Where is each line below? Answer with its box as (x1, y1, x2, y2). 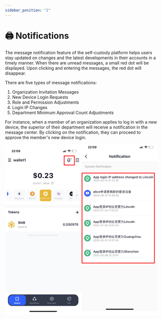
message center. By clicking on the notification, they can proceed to (5, 129, 141, 135)
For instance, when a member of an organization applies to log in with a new (5, 119, 157, 125)
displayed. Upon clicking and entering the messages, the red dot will (5, 65, 142, 71)
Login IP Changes (12, 104, 47, 110)
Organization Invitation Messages (12, 89, 79, 95)
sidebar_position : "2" (5, 8, 51, 13)
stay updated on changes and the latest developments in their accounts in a (5, 55, 156, 61)
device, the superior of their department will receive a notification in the (5, 124, 148, 130)
